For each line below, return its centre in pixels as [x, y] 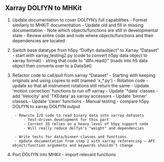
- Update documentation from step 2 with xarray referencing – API [85, 141]
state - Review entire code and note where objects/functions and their [83, 35]
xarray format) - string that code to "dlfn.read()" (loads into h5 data [80, 60]
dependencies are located [38, 41]
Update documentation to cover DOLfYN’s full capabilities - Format [80, 20]
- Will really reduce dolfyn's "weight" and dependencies [84, 128]
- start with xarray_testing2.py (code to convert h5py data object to [80, 55]
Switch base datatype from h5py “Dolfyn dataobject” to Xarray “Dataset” [85, 50]
